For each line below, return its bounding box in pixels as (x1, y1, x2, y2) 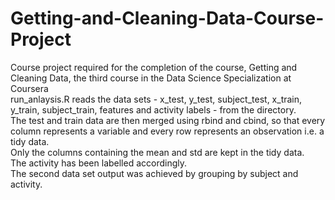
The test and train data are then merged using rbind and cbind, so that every (10, 114, 326, 126)
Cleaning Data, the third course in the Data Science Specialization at (10, 72, 292, 84)
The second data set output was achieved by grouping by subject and (10, 167, 299, 179)
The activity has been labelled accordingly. (10, 157, 188, 169)
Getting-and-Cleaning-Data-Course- (10, 7, 325, 30)
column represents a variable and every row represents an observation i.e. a (10, 125, 325, 137)
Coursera (10, 82, 49, 94)
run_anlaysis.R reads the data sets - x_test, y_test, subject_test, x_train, (10, 93, 303, 105)
